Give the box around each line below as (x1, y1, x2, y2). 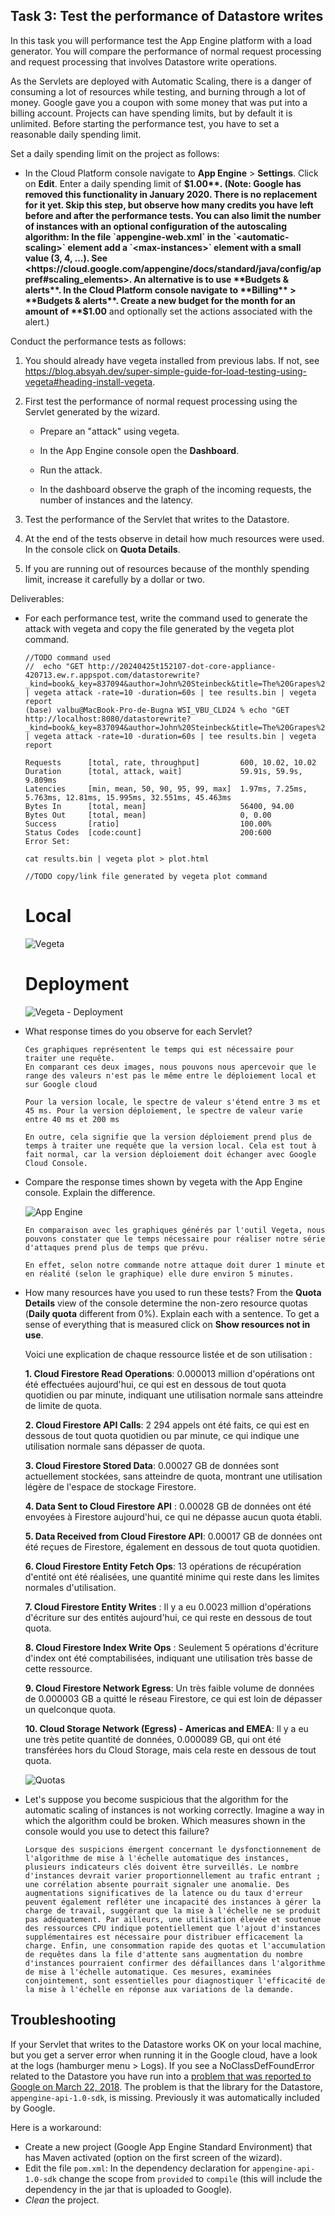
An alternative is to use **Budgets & (133, 273, 290, 285)
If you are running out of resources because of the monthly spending (24, 562, 310, 574)
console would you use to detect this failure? (24, 1825, 210, 1837)
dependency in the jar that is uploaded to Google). (24, 2183, 233, 2195)
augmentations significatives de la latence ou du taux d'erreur (24, 1888, 303, 1898)
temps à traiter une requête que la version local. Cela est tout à (24, 1140, 317, 1151)
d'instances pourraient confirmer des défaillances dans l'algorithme (24, 1958, 326, 1968)
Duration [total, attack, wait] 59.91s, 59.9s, (24, 766, 303, 776)
